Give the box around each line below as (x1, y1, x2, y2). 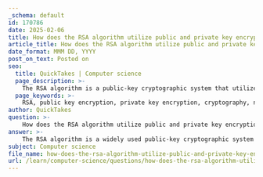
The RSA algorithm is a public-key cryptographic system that (22, 84, 229, 92)
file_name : (8, 150, 44, 157)
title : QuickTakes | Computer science (15, 70, 142, 78)
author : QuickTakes (8, 107, 72, 114)
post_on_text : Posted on (8, 56, 89, 63)
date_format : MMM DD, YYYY (8, 48, 96, 56)
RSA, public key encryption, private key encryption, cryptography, (22, 99, 250, 107)
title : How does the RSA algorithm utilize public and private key (8, 33, 233, 42)
